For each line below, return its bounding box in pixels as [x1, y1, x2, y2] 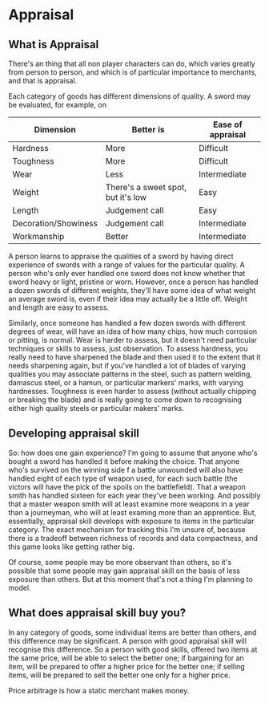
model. [8, 583, 31, 592]
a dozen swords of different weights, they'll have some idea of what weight [8, 286, 256, 295]
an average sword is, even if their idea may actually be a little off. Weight [8, 295, 247, 303]
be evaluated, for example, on [8, 100, 106, 109]
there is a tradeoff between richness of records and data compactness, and [8, 533, 259, 542]
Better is [131, 124, 165, 135]
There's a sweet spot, [105, 182, 187, 193]
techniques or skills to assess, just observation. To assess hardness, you [8, 343, 248, 353]
